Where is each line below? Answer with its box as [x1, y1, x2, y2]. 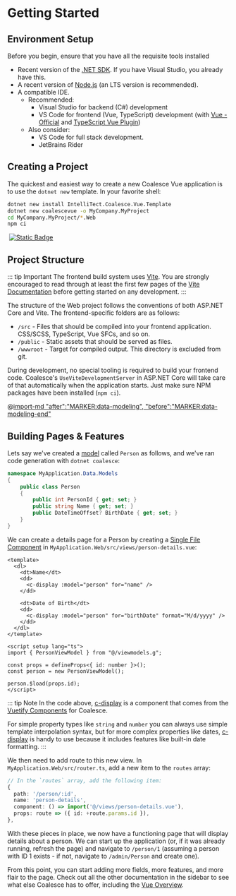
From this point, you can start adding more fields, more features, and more [7, 865, 224, 873]
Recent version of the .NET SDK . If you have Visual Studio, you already [17, 66, 223, 73]
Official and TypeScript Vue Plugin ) [38, 118, 141, 126]
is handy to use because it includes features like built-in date [29, 734, 206, 743]
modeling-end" [7, 410, 51, 418]
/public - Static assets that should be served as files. [17, 338, 173, 346]
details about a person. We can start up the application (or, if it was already [7, 837, 225, 845]
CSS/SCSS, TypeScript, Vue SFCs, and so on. [17, 330, 150, 338]
